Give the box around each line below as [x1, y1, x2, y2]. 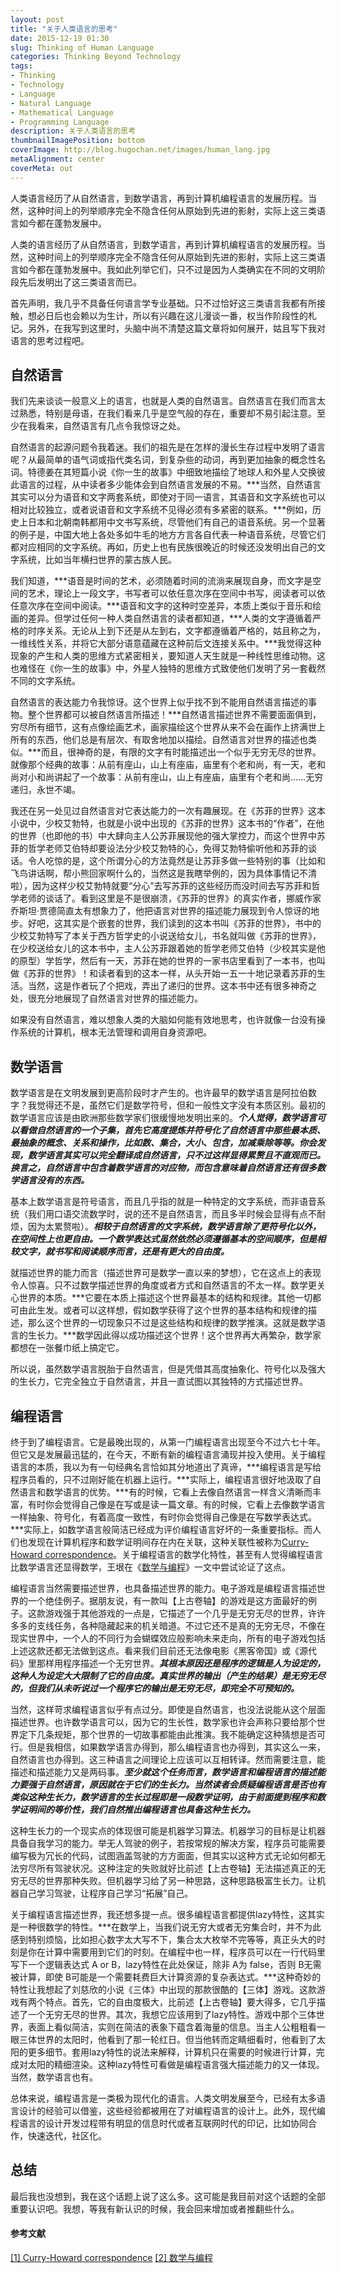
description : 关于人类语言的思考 [10, 126, 137, 136]
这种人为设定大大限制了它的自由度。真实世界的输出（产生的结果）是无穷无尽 [10, 1670, 326, 1682]
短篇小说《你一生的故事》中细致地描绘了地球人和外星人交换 [71, 466, 317, 478]
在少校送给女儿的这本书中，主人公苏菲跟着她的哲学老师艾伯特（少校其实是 [10, 942, 317, 955]
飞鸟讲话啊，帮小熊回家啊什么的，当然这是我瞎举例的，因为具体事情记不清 [10, 867, 317, 880]
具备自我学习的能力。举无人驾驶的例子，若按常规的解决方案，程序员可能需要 [10, 1837, 326, 1850]
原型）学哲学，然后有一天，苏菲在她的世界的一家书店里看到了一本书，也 [18, 955, 317, 967]
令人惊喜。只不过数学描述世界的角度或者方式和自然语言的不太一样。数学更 [10, 1279, 317, 1291]
